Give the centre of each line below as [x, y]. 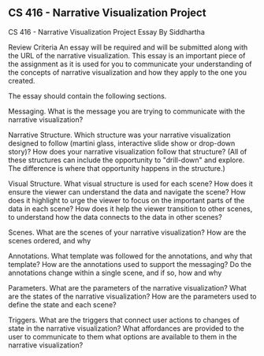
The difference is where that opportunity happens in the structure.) [117, 168]
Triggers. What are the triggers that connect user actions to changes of [124, 320]
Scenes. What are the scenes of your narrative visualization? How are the [127, 232]
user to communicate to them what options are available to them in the [123, 336]
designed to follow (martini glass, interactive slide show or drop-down [122, 143]
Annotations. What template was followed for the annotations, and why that [130, 256]
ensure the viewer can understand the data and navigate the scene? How [127, 191]
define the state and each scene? [62, 304]
